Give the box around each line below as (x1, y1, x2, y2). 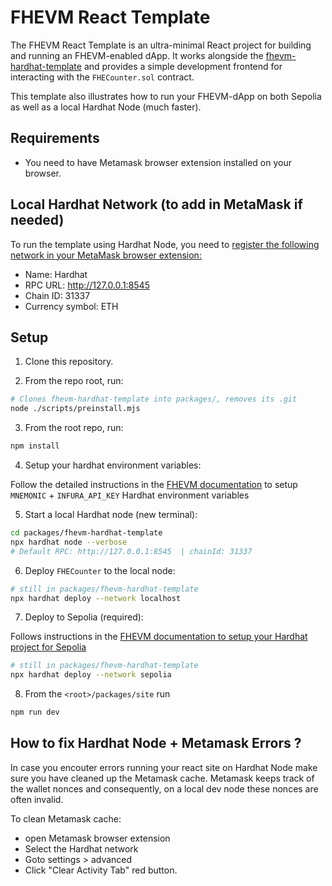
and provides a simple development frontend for (83, 60, 283, 72)
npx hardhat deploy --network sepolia (10, 670, 172, 680)
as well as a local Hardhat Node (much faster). (10, 101, 202, 113)
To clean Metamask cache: (10, 812, 122, 825)
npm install (10, 441, 60, 451)
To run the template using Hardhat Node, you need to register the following (10, 238, 320, 250)
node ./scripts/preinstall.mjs (10, 404, 141, 414)
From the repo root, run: (24, 375, 124, 387)
